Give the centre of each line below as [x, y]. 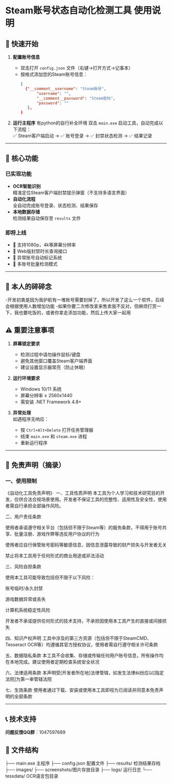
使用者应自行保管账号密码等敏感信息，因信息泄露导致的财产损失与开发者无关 [86, 545]
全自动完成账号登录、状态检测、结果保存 [55, 205]
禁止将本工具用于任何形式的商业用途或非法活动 [55, 556]
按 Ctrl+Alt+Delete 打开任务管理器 [57, 430]
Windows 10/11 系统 [41, 389]
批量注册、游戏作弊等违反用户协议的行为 [57, 534]
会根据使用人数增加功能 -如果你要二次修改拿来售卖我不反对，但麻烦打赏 [81, 306]
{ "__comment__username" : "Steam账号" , [66, 89]
